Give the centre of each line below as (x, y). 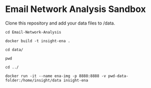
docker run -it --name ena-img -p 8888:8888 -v (56, 76)
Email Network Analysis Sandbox (75, 9)
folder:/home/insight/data (33, 80)
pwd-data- (118, 76)
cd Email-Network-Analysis (33, 32)
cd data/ (14, 49)
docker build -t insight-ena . (38, 41)
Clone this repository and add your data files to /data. (60, 23)
